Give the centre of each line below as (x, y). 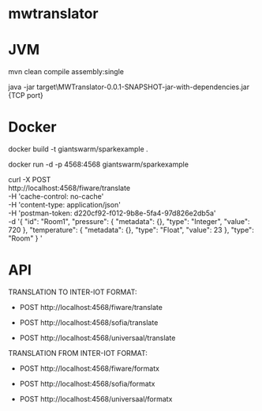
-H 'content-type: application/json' (64, 205)
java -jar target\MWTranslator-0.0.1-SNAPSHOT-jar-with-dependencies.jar (129, 87)
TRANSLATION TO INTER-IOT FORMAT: (73, 292)
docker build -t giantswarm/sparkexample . (78, 149)
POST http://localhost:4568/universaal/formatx (96, 399)
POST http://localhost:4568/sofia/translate (89, 323)
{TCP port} (26, 95)
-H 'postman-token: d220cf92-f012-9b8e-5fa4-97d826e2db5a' (112, 213)
